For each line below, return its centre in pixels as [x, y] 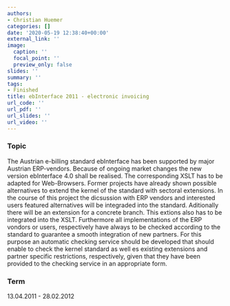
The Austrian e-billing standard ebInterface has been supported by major [111, 161]
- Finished [23, 90]
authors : [20, 13]
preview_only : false [43, 65]
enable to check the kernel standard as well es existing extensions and [107, 249]
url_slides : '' [29, 116]
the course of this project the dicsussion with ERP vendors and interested [111, 197]
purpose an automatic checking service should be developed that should [111, 241]
